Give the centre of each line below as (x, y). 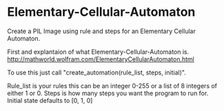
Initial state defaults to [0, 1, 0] (50, 100)
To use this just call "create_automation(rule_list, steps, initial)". (96, 72)
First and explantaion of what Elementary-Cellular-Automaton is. (98, 52)
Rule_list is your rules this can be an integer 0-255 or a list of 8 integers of (112, 85)
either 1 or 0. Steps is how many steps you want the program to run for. (108, 93)
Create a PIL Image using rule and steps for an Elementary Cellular (102, 31)
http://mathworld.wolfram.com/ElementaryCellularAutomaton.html (101, 59)
